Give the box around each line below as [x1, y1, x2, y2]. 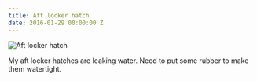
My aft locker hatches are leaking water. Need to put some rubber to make [8, 56, 249, 65]
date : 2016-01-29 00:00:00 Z [8, 19, 104, 27]
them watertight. [8, 64, 62, 73]
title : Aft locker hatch [8, 11, 90, 20]
